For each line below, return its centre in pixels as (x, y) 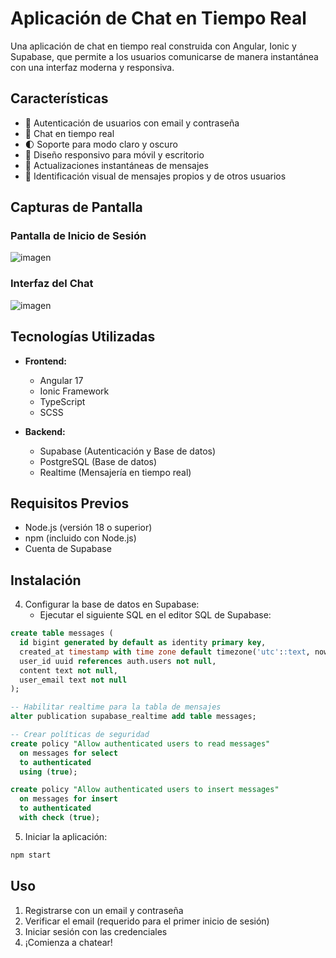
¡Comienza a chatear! (68, 942)
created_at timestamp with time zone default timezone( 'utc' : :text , (165, 652)
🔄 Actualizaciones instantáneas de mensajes (116, 165)
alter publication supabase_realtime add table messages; (133, 717)
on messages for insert (68, 799)
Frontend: (45, 361)
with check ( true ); (60, 818)
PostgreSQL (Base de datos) (98, 461)
